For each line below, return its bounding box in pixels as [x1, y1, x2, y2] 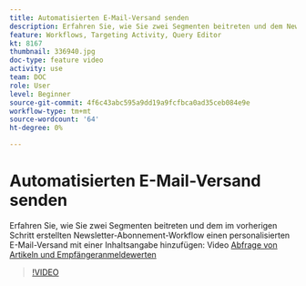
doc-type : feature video [9, 56, 104, 65]
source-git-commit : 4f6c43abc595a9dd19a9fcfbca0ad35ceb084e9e [9, 97, 250, 107]
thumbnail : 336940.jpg [9, 47, 96, 56]
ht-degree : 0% [9, 124, 64, 133]
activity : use [9, 65, 64, 74]
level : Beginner [9, 89, 71, 98]
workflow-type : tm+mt [9, 107, 92, 116]
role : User [9, 81, 51, 90]
